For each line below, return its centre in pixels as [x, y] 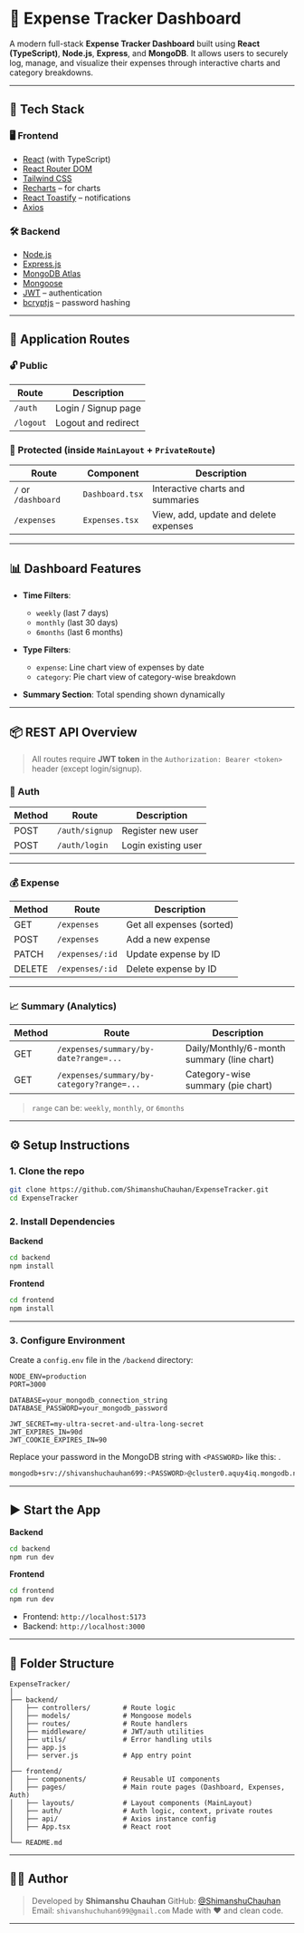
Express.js [42, 264]
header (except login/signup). [87, 768]
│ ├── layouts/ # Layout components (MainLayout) [131, 1803]
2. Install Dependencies [62, 1221]
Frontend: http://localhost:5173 [84, 1617]
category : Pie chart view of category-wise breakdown [136, 677]
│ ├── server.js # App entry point [101, 1755]
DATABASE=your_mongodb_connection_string [89, 1400]
